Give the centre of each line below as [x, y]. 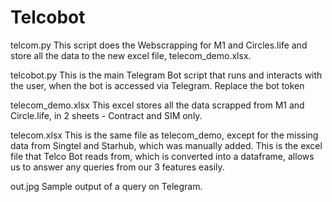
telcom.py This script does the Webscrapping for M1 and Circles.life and [159, 45]
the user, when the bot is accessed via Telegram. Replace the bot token [157, 85]
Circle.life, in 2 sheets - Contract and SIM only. [106, 115]
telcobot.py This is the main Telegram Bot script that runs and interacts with [166, 75]
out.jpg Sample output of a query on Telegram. [106, 186]
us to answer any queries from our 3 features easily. [117, 167]
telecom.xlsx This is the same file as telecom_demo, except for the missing [164, 135]
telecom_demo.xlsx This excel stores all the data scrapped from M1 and [157, 105]
